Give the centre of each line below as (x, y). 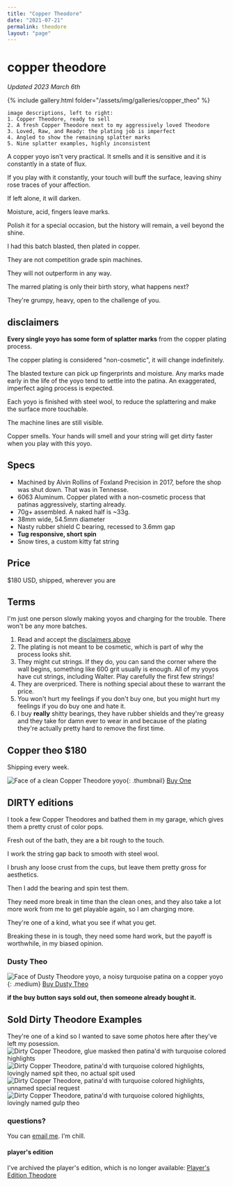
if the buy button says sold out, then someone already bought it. (102, 998)
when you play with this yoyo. (50, 444)
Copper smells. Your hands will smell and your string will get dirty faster (110, 436)
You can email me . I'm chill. (46, 1136)
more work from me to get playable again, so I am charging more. (101, 909)
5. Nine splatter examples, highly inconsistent (79, 144)
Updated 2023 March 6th (44, 87)
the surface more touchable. (48, 409)
